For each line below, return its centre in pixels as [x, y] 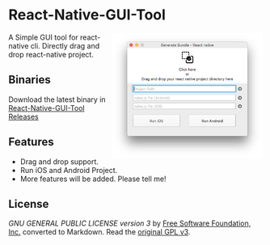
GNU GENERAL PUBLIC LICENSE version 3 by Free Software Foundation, [130, 223]
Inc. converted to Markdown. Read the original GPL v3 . [99, 232]
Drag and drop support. [59, 161]
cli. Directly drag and [65, 45]
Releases [23, 116]
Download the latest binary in [57, 99]
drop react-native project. [51, 54]
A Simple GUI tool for [43, 37]
